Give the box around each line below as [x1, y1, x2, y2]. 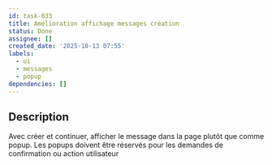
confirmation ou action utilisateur [8, 149, 119, 158]
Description [8, 110, 69, 124]
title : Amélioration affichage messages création [8, 20, 180, 28]
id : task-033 [8, 11, 53, 20]
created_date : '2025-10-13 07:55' [8, 42, 126, 50]
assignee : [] [8, 34, 53, 43]
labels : [8, 50, 35, 58]
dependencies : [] [8, 80, 67, 88]
